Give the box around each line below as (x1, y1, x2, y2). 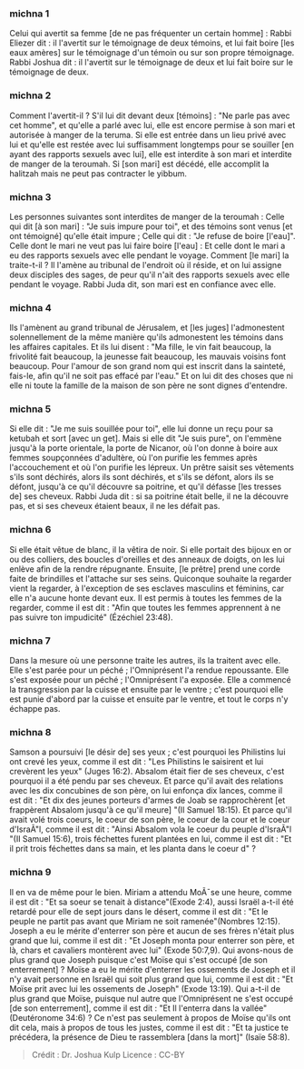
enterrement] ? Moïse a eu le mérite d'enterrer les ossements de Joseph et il (9, 964, 296, 974)
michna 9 (9, 866, 52, 879)
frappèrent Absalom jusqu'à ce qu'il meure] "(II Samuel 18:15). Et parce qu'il (9, 804, 292, 815)
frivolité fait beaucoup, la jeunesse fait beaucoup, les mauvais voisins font (9, 351, 286, 362)
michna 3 (9, 190, 52, 203)
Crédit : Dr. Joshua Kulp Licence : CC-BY (31, 1049, 185, 1060)
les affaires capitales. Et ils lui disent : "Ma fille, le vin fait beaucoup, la (9, 342, 272, 353)
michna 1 (9, 7, 50, 20)
